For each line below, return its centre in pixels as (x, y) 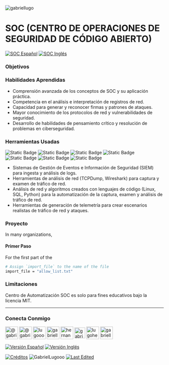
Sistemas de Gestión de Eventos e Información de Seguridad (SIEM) (83, 168)
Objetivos (17, 67)
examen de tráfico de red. (39, 184)
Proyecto (17, 224)
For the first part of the (29, 257)
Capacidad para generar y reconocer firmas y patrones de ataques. (82, 107)
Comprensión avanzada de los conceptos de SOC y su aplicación (80, 91)
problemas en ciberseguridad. (44, 129)
